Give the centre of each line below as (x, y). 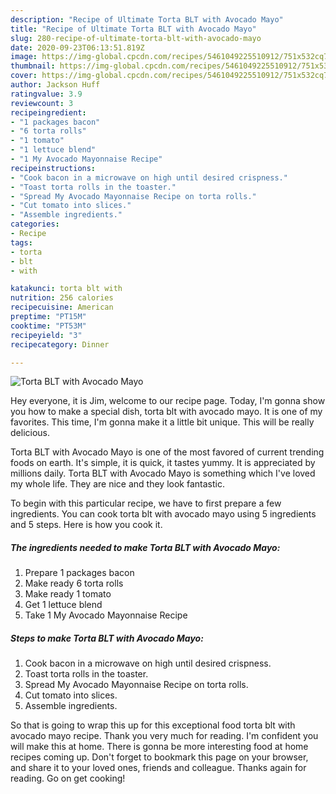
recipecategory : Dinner (60, 344)
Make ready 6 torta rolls (74, 583)
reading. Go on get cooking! (68, 778)
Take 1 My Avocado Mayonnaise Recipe (106, 615)
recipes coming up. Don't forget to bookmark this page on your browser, (159, 757)
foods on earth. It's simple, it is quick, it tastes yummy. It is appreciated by (163, 463)
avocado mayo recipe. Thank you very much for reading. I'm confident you (164, 736)
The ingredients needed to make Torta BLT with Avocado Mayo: (145, 547)
